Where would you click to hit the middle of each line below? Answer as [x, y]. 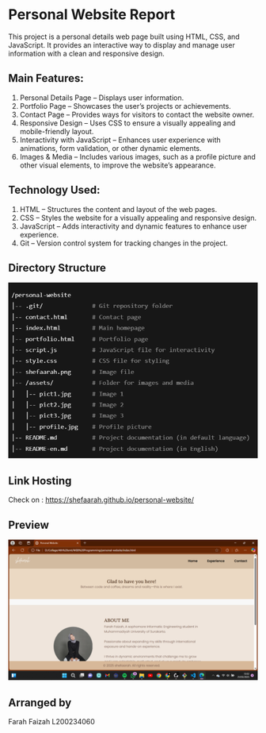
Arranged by [40, 702]
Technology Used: [54, 190]
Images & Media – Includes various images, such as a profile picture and [137, 156]
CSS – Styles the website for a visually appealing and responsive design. [138, 218]
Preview [29, 525]
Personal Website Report [92, 15]
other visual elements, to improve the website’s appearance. [118, 165]
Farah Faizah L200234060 [51, 722]
